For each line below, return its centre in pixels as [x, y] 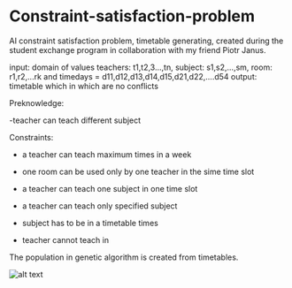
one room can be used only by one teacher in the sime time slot [138, 171]
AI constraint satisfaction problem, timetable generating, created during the [146, 41]
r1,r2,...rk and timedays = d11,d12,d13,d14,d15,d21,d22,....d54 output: [133, 76]
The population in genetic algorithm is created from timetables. [124, 257]
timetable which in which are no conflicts [84, 86]
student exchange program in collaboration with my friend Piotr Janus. [138, 49]
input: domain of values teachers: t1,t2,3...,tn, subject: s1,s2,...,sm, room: [141, 67]
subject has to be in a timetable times [90, 223]
